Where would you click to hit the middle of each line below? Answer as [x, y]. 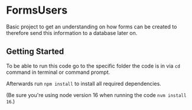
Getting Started [35, 52]
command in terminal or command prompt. [58, 72]
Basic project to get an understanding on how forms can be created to [92, 27]
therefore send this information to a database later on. [72, 33]
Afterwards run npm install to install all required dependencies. [84, 83]
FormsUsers [37, 10]
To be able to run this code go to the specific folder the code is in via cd [93, 66]
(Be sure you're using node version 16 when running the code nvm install [96, 95]
